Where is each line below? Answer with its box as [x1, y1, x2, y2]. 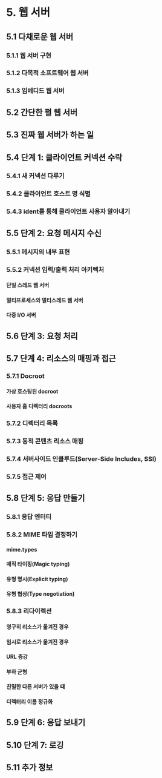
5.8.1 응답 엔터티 [6, 513, 52, 521]
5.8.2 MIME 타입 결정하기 [6, 530, 77, 539]
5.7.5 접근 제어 [6, 472, 47, 481]
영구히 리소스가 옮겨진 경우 [6, 623, 69, 630]
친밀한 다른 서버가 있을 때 [6, 683, 65, 690]
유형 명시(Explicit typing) [6, 575, 68, 582]
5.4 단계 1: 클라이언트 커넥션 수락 [6, 152, 123, 162]
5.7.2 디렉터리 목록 [6, 419, 59, 427]
